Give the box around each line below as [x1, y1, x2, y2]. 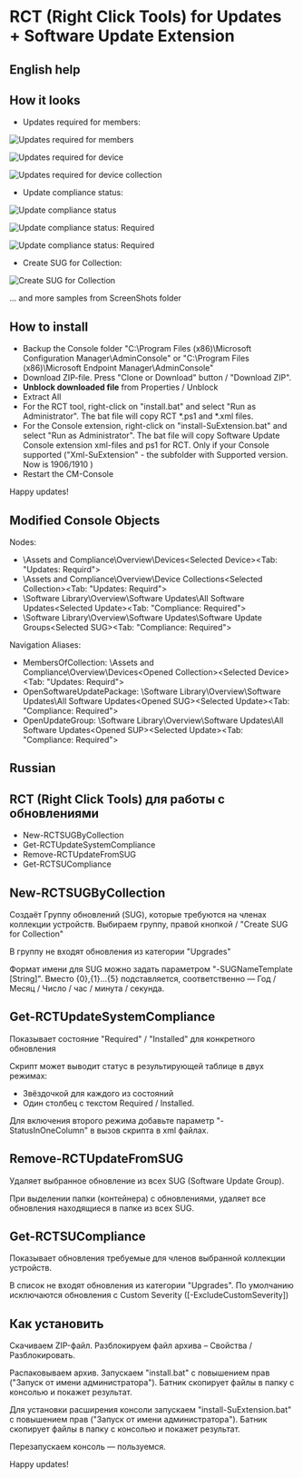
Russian [9, 760, 56, 776]
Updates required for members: [22, 116, 141, 128]
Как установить [9, 1315, 104, 1332]
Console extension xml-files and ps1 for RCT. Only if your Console [22, 440, 270, 451]
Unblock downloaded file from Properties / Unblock [22, 382, 219, 392]
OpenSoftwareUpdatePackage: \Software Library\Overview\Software [22, 686, 281, 697]
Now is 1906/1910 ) [22, 459, 93, 470]
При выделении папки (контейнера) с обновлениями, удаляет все [9, 1193, 266, 1204]
